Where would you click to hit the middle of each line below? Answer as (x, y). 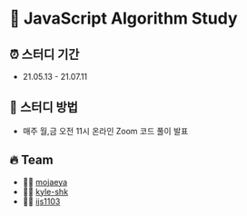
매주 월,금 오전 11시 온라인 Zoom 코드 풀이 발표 (105, 131)
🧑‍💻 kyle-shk (45, 191)
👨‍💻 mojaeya (45, 182)
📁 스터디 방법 (44, 108)
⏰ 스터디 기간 (44, 54)
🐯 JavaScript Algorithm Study (123, 19)
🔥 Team (31, 160)
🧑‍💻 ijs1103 (41, 201)
